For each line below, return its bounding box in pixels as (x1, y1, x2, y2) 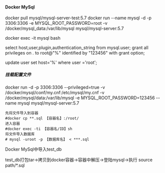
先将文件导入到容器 (5, 111, 39, 116)
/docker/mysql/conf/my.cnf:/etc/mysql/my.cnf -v (5, 90, 105, 96)
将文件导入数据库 (5, 132, 35, 137)
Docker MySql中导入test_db (5, 146, 62, 152)
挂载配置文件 (5, 71, 31, 77)
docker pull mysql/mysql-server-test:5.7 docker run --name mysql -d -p (5, 15, 152, 21)
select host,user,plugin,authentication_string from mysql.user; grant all (5, 45, 149, 51)
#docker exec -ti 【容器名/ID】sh (5, 126, 73, 131)
